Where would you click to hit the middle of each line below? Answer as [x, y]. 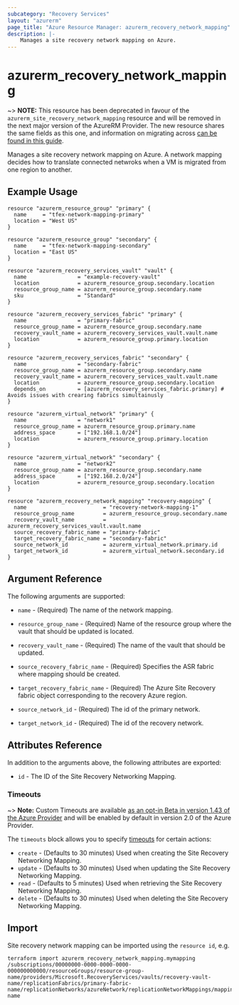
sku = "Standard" [65, 295]
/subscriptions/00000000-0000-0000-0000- [70, 964]
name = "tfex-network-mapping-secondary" [83, 246]
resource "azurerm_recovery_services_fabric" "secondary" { [99, 358]
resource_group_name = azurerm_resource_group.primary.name [105, 426]
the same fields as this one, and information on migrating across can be [112, 133]
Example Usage [43, 192]
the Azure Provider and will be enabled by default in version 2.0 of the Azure [119, 817]
